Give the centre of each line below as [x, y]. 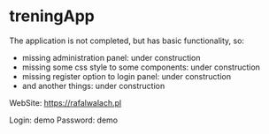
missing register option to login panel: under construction [127, 76]
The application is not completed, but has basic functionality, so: [127, 41]
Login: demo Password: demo [64, 120]
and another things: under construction [93, 86]
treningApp [52, 16]
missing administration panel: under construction [111, 57]
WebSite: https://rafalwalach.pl [65, 102]
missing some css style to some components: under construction [141, 67]
